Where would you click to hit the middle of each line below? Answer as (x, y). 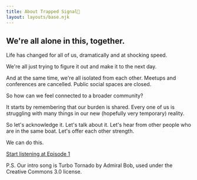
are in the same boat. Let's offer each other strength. (70, 131)
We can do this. (25, 143)
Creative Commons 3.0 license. (44, 172)
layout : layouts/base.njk (38, 17)
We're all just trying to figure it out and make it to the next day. (81, 67)
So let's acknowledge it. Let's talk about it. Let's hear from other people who (98, 125)
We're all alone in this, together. (66, 41)
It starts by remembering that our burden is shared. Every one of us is (91, 107)
